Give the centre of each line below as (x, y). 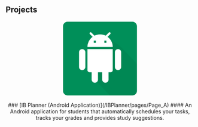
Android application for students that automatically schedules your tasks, (100, 111)
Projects (22, 10)
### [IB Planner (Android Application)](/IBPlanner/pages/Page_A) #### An (100, 105)
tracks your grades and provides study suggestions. (100, 117)
